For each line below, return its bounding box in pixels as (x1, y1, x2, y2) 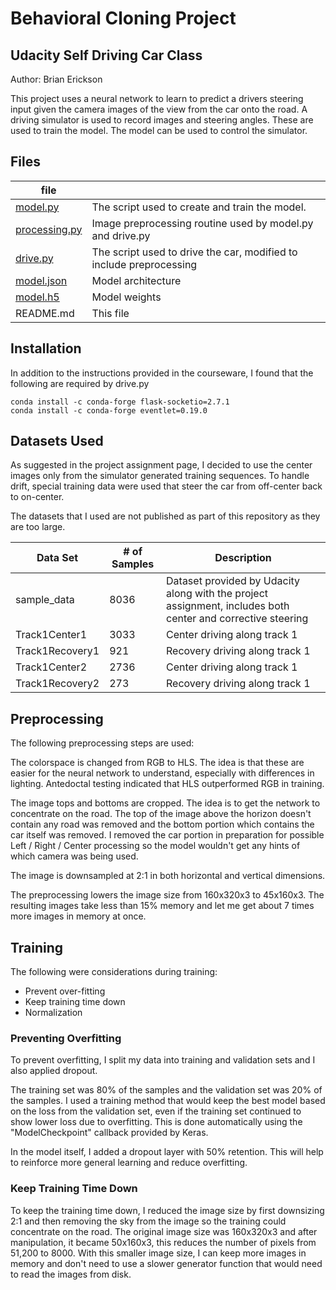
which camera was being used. (10, 850, 139, 862)
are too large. (10, 521, 66, 533)
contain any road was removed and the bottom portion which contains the (10, 818, 315, 831)
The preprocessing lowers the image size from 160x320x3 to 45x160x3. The (10, 889, 325, 901)
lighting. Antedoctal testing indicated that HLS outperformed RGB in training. (10, 778, 325, 790)
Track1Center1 (15, 628, 87, 642)
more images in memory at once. (10, 910, 147, 922)
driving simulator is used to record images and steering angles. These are (10, 114, 314, 126)
